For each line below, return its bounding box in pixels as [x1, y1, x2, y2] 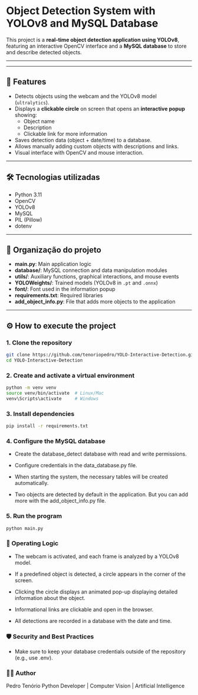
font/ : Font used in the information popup [14, 286, 116, 293]
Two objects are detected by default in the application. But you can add [14, 491, 189, 498]
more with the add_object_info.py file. [14, 497, 106, 504]
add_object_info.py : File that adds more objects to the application [14, 298, 176, 305]
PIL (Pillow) [14, 216, 42, 223]
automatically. [14, 480, 49, 487]
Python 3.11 [14, 191, 42, 198]
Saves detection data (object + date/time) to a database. [14, 136, 152, 143]
